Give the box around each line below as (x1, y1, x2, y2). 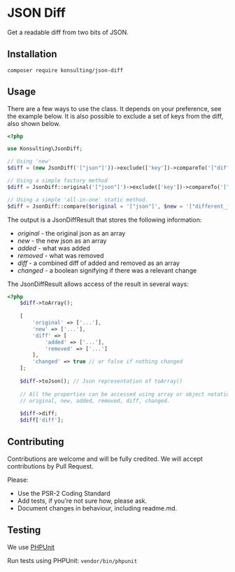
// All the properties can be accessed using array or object (20, 390, 205, 398)
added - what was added (17, 243, 91, 252)
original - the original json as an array (17, 229, 126, 237)
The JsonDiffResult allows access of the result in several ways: (7, 280, 189, 288)
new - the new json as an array (17, 236, 107, 245)
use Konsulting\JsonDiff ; (7, 145, 83, 152)
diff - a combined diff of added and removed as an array (17, 259, 180, 267)
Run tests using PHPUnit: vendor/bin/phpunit (7, 556, 138, 564)
